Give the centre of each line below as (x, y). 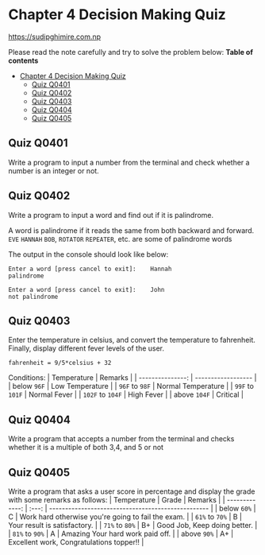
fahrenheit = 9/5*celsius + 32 (60, 363)
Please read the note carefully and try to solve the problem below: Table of (131, 52)
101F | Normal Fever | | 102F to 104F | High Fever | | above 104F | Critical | (126, 394)
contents (23, 60)
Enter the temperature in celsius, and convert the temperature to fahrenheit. (132, 340)
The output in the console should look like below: (88, 254)
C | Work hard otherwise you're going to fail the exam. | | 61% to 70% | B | (125, 517)
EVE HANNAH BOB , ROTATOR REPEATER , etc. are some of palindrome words (120, 239)
